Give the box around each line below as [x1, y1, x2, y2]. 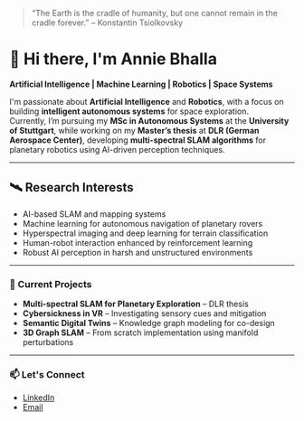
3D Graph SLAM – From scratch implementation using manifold [22, 327, 259, 338]
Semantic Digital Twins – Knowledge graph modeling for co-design [22, 318, 276, 329]
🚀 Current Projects [9, 277, 92, 290]
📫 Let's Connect [9, 368, 85, 380]
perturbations [22, 337, 74, 348]
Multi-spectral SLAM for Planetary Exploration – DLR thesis [22, 298, 249, 310]
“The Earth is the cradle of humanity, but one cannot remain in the [31, 8, 278, 18]
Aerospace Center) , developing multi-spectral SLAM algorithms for [9, 135, 267, 145]
